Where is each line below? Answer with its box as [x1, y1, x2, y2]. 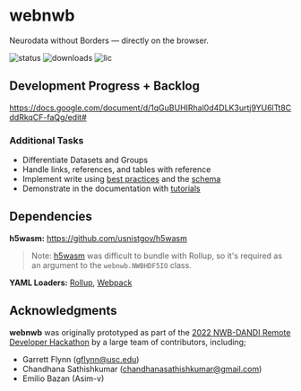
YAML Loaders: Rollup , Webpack [9, 277, 133, 288]
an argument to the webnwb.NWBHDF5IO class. [30, 259, 193, 270]
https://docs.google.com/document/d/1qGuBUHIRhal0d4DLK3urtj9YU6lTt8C [9, 102, 292, 113]
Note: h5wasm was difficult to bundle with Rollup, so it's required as [30, 250, 283, 261]
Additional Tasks [9, 134, 84, 146]
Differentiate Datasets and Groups [21, 154, 149, 166]
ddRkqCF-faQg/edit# [9, 111, 87, 122]
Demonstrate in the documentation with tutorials [21, 183, 202, 194]
